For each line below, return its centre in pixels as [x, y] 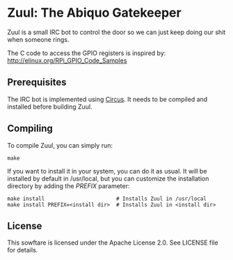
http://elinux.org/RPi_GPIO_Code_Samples [67, 60]
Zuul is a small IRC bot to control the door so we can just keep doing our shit [116, 32]
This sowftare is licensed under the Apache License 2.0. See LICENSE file [113, 243]
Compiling [30, 129]
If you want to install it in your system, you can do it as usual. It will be [107, 171]
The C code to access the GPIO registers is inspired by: [87, 53]
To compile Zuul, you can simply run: [60, 145]
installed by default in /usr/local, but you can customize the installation [108, 178]
